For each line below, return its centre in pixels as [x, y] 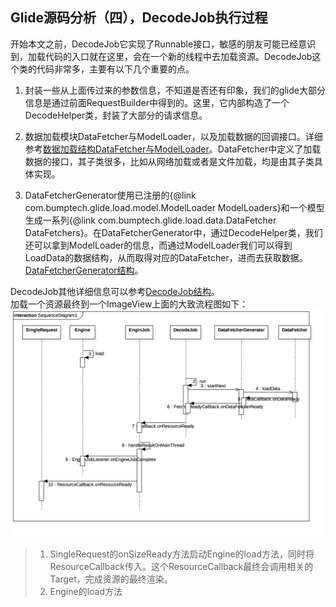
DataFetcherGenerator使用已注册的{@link [110, 195]
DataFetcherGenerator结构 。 [84, 270]
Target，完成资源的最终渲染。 [111, 579]
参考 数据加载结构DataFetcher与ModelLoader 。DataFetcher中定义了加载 [173, 149]
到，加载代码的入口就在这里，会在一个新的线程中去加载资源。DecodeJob [161, 56]
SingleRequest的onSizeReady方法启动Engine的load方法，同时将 [182, 554]
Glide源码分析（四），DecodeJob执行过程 [139, 18]
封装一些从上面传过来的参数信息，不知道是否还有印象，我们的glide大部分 [175, 90]
